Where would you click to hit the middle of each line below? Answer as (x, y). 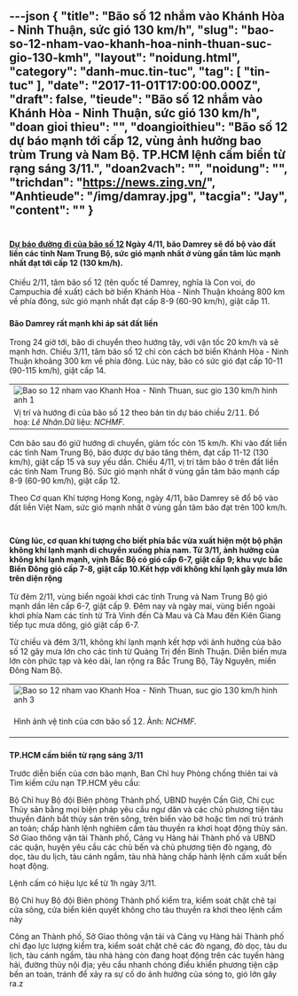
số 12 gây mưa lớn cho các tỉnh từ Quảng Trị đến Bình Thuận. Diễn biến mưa (148, 651)
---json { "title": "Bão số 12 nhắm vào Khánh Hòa (147, 16)
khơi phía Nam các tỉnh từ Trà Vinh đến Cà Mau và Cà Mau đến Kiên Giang (145, 615)
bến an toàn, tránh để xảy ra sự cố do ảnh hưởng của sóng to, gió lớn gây (143, 974)
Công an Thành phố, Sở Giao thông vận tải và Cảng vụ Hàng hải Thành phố (147, 937)
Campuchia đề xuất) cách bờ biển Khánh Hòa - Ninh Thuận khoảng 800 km (147, 292)
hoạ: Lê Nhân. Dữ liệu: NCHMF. (70, 421)
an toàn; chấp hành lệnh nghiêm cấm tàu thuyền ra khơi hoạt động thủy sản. (149, 828)
